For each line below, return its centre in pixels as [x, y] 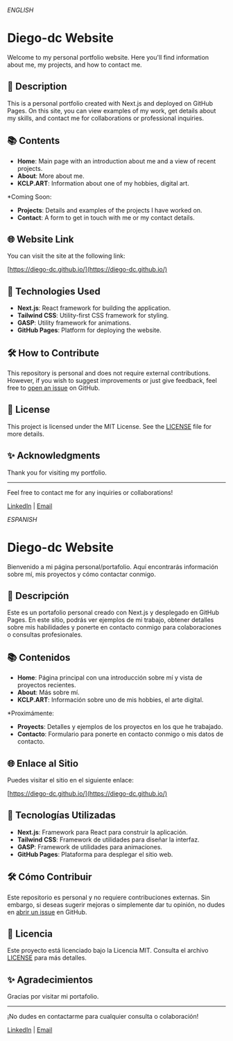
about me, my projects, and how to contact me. [75, 65]
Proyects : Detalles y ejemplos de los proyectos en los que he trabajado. [120, 727]
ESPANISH [22, 519]
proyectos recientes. [46, 685]
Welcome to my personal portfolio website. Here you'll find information [108, 57]
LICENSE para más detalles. [47, 958]
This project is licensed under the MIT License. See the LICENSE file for [110, 426]
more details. [26, 434]
